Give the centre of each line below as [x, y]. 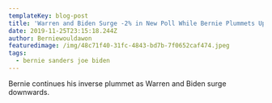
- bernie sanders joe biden [63, 61]
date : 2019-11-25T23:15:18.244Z [63, 31]
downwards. [29, 92]
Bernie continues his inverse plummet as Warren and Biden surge [117, 83]
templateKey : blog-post [49, 16]
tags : [17, 53]
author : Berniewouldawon [50, 38]
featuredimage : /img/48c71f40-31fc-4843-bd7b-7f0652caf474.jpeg [119, 46]
